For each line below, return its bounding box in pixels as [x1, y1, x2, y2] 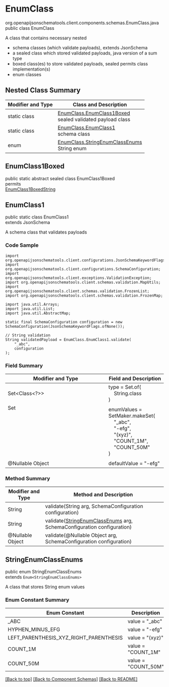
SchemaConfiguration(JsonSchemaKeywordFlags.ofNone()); [5, 324, 125, 329]
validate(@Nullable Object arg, [45, 532, 117, 539]
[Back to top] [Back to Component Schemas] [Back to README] [5, 676, 138, 682]
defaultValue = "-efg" [108, 460, 160, 467]
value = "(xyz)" [127, 634, 163, 641]
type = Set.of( [108, 383, 141, 390]
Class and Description [72, 101, 127, 108]
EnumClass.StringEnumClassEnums [57, 138, 142, 145]
